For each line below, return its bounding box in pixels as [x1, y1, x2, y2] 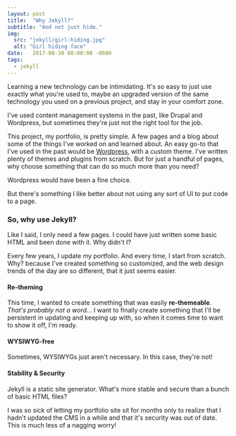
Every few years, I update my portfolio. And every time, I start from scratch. [7, 251, 226, 260]
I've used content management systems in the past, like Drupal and [7, 111, 203, 119]
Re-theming [7, 283, 44, 291]
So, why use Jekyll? [7, 214, 77, 224]
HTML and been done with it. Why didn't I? [7, 238, 132, 246]
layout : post [7, 10, 46, 18]
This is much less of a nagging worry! [7, 420, 117, 429]
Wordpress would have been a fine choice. [7, 176, 132, 184]
